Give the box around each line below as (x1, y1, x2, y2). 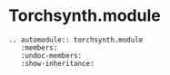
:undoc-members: (20, 51, 83, 60)
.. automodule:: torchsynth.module (8, 35, 144, 44)
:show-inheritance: (20, 59, 95, 68)
